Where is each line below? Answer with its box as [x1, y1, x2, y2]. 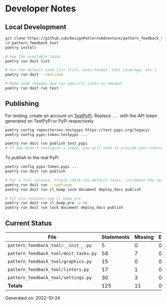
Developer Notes [5, 3, 76, 14]
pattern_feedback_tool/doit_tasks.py [7, 251, 97, 256]
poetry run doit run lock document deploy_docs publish [5, 205, 123, 210]
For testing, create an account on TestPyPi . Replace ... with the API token [5, 113, 158, 119]
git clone [5, 36, 26, 41]
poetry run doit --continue [5, 72, 64, 77]
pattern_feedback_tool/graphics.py [7, 259, 92, 264]
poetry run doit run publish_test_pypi [5, 141, 88, 146]
